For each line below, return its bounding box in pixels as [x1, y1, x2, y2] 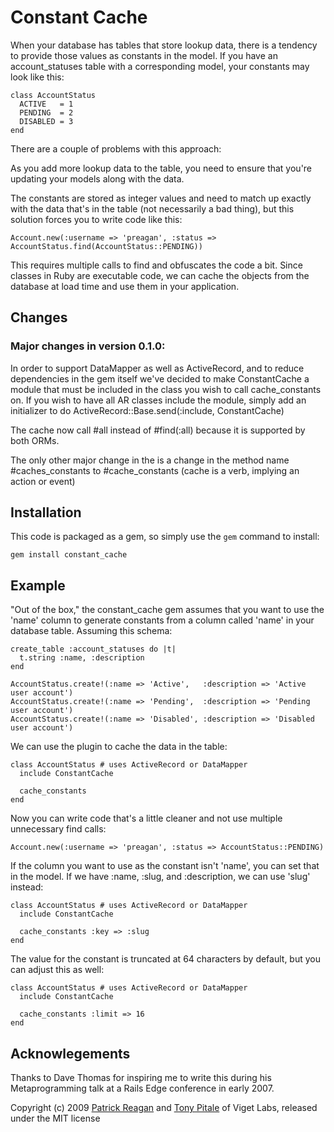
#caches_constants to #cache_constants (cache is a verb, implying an [10, 464, 300, 476]
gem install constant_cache [10, 550, 128, 560]
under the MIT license [10, 1112, 101, 1125]
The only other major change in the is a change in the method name [10, 454, 290, 466]
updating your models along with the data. [10, 172, 185, 185]
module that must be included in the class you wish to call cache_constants [10, 383, 322, 395]
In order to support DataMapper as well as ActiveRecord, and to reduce [10, 362, 305, 374]
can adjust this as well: [10, 964, 105, 976]
